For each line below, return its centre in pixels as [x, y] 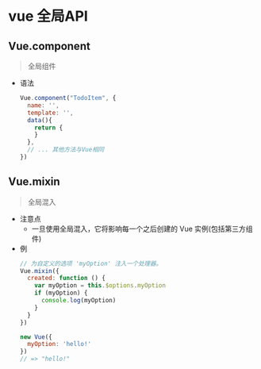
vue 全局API [48, 16]
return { [49, 128]
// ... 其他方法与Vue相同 [66, 150]
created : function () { [66, 279]
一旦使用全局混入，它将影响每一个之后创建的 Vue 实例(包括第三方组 [142, 229]
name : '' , [43, 105]
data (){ [40, 120]
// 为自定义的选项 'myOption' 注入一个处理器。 [91, 263]
